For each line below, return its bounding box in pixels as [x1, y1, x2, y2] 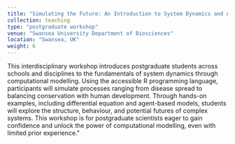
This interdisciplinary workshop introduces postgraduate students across [7, 62, 218, 70]
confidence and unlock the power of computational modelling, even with [7, 122, 216, 129]
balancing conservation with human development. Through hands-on [7, 92, 207, 100]
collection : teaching [7, 17, 71, 24]
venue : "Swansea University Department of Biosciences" [7, 29, 173, 37]
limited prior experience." [7, 129, 80, 137]
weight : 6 [7, 43, 36, 50]
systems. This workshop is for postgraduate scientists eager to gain [7, 114, 203, 122]
